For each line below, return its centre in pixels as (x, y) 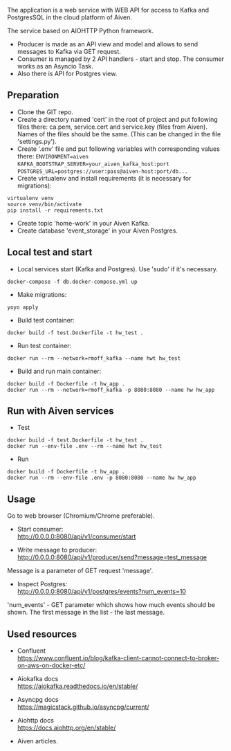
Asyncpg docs (38, 700)
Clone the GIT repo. (45, 112)
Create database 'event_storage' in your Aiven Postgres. (98, 230)
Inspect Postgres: (42, 584)
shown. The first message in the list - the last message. (86, 613)
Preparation (33, 95)
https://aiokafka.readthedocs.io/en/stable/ (77, 686)
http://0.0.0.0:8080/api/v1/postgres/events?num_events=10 (102, 592)
